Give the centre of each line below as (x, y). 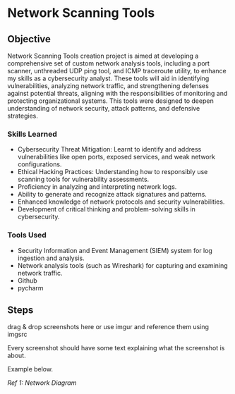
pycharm (30, 288)
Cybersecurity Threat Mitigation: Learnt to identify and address (109, 149)
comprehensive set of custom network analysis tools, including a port (109, 63)
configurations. (40, 164)
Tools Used (27, 235)
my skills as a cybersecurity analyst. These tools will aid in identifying (108, 78)
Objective (29, 39)
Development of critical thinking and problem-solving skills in (107, 209)
